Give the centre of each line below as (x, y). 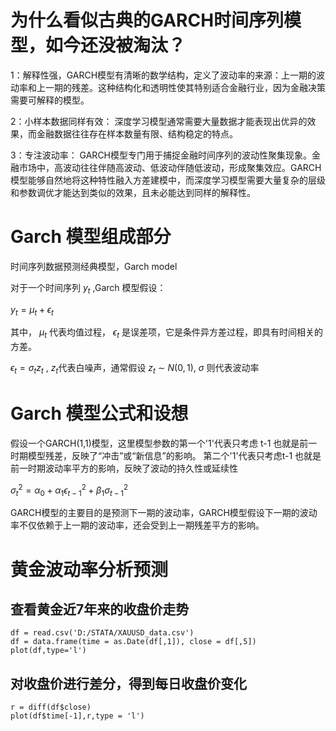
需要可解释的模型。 (50, 100)
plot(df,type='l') (48, 651)
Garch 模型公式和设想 (99, 413)
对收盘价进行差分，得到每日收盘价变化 (128, 683)
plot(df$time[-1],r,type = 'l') (77, 716)
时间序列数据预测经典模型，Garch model (94, 266)
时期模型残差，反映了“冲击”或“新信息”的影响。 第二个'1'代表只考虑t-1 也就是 (166, 455)
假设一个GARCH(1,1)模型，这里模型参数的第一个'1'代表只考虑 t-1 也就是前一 (164, 443)
